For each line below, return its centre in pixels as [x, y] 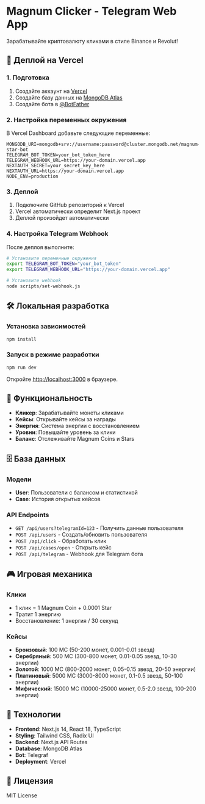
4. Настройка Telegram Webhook [57, 234]
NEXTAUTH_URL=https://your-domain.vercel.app [65, 171]
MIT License [22, 795]
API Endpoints [28, 515]
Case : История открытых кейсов [58, 499]
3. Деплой [22, 192]
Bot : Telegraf [32, 755]
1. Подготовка [28, 78]
